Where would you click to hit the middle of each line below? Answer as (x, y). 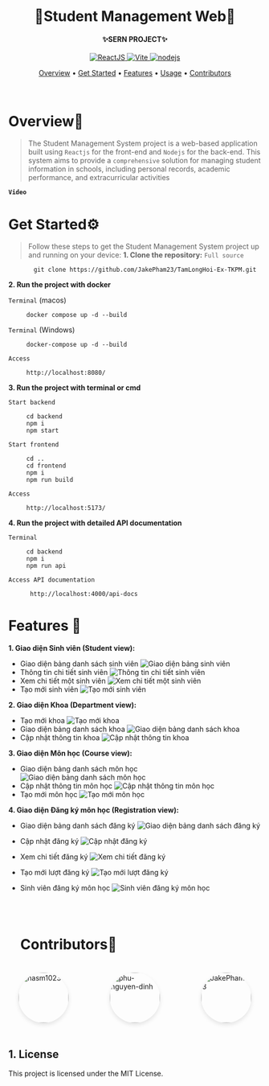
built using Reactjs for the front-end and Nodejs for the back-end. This (144, 152)
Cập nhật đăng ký (49, 841)
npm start (43, 431)
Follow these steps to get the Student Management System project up (143, 247)
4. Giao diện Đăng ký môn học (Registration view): (94, 810)
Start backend (32, 403)
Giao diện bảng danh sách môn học (79, 769)
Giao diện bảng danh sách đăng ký (77, 826)
